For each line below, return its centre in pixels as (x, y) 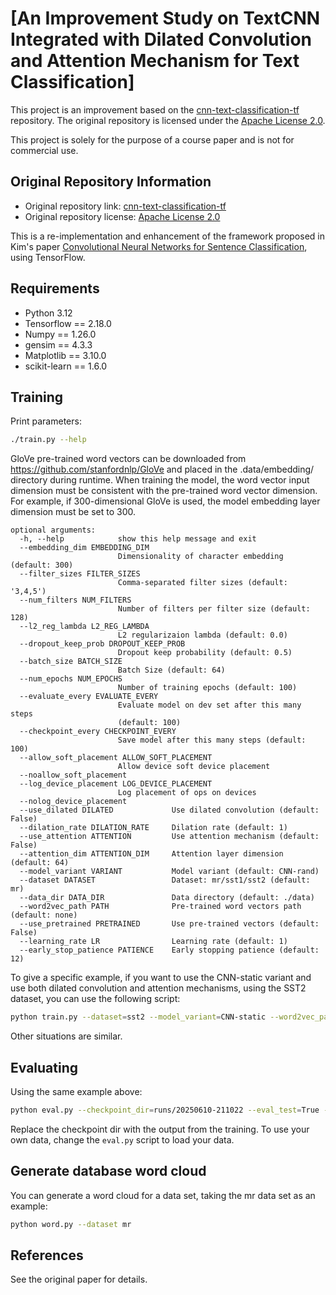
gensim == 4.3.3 (58, 344)
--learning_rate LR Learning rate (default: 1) (153, 942)
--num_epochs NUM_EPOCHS (71, 679)
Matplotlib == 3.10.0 (65, 355)
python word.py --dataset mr (71, 1224)
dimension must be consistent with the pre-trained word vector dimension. (164, 491)
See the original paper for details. (79, 1279)
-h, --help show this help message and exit (138, 539)
